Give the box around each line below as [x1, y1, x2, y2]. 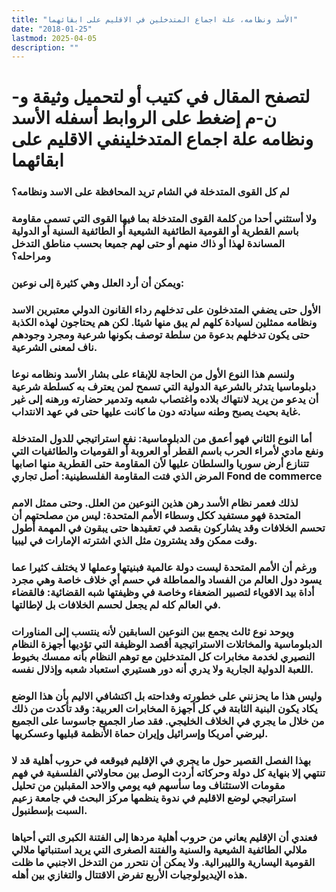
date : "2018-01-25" [11, 24, 93, 34]
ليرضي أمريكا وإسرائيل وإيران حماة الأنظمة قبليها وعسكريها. [11, 726, 269, 740]
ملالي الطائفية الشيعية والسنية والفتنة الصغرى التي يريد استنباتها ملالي [11, 842, 308, 856]
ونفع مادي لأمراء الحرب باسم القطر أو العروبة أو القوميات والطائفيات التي [11, 444, 324, 458]
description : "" [11, 42, 79, 53]
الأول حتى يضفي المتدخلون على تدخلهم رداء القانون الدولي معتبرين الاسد [11, 303, 321, 317]
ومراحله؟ [11, 249, 52, 263]
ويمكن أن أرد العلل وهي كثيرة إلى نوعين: [11, 276, 185, 290]
